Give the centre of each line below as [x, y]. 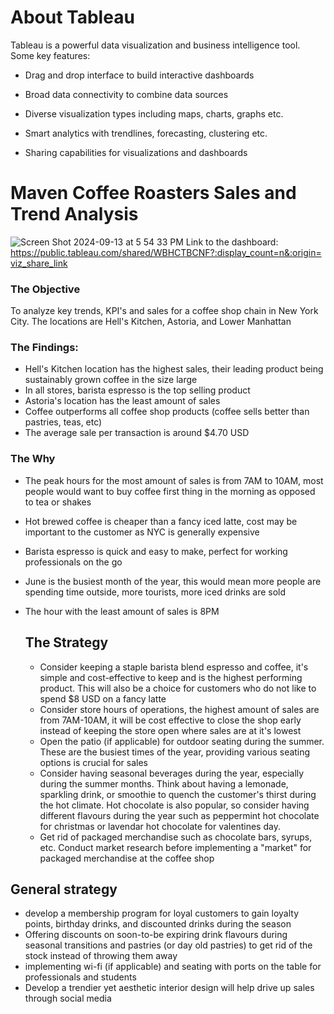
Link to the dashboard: [232, 242]
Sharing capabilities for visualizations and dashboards [136, 152]
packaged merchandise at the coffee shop [127, 858]
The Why [33, 459]
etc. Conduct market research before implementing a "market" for [175, 847]
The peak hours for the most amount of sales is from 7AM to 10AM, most [174, 480]
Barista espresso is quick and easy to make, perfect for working [156, 551]
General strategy [64, 889]
